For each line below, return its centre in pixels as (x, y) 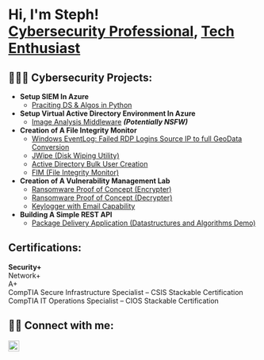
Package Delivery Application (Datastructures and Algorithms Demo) (143, 223)
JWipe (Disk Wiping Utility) (75, 155)
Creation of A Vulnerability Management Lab (95, 181)
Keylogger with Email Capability (83, 206)
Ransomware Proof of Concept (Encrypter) (101, 189)
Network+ (25, 275)
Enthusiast (44, 48)
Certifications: (45, 248)
